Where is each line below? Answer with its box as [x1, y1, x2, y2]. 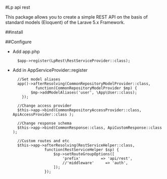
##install [5, 29, 24, 35]
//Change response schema [17, 121, 72, 126]
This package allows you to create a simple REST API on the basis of [5, 14, 148, 20]
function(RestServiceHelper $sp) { [44, 147, 120, 152]
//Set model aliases [17, 77, 61, 82]
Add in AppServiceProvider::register [12, 67, 88, 73]
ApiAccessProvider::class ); [12, 112, 74, 117]
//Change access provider [17, 103, 72, 108]
